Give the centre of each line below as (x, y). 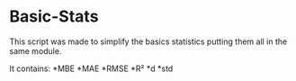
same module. (36, 50)
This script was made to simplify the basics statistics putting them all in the (148, 41)
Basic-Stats (54, 17)
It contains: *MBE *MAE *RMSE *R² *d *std (91, 68)
